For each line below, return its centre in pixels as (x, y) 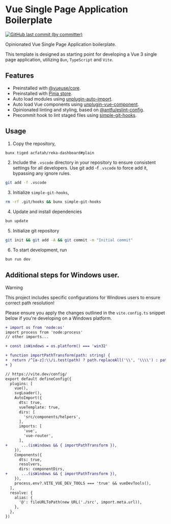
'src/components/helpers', (52, 417)
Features (20, 76)
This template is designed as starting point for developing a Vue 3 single (81, 54)
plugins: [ (21, 384)
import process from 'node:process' (44, 332)
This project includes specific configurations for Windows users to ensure (83, 297)
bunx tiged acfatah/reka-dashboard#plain (50, 153)
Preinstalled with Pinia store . (42, 93)
